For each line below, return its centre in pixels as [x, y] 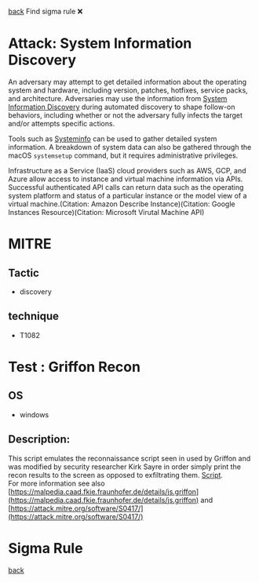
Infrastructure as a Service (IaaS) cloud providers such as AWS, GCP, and [127, 170]
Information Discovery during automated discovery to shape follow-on [122, 107]
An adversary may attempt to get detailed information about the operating [128, 82]
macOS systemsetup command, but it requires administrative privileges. [123, 155]
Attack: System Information [100, 44]
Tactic [24, 273]
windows [34, 414]
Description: [39, 440]
